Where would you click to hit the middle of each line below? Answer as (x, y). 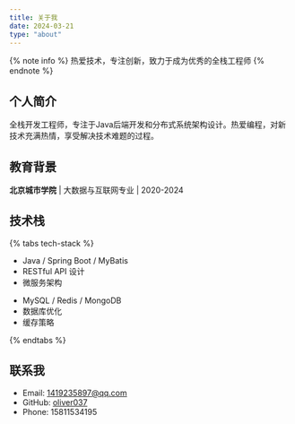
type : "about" (36, 34)
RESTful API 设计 (53, 271)
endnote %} (31, 71)
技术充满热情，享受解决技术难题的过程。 (84, 136)
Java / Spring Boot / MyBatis (75, 260)
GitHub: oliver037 (55, 402)
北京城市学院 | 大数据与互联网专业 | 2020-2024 (96, 190)
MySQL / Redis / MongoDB (72, 300)
